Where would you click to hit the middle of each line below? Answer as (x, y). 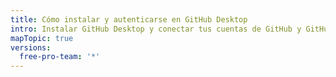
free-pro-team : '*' (60, 57)
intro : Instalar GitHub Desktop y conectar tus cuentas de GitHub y (156, 29)
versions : (31, 47)
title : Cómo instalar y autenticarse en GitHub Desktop (129, 19)
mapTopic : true (42, 38)
